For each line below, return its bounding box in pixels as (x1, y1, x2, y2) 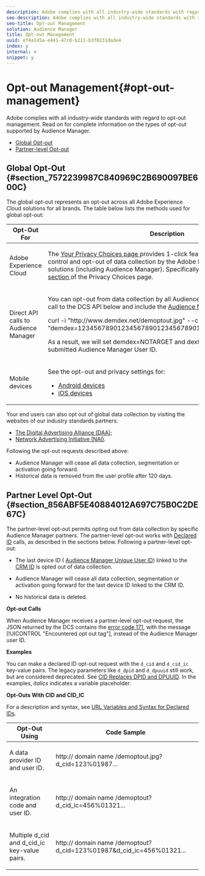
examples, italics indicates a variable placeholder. (6, 680, 131, 687)
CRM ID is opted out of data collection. (15, 563, 113, 570)
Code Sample (106, 728, 146, 737)
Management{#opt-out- (49, 81, 175, 95)
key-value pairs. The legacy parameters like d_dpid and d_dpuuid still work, (6, 667, 194, 674)
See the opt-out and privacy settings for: (48, 367, 165, 376)
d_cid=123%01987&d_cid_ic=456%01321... (56, 846, 187, 855)
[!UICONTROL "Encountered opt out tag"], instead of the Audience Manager (6, 630, 198, 638)
